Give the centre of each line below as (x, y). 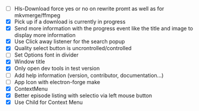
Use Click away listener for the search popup (70, 42)
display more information (45, 35)
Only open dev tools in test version (57, 69)
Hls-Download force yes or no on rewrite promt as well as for (89, 9)
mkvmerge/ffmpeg (37, 16)
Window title (29, 61)
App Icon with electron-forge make (57, 82)
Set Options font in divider (46, 55)
